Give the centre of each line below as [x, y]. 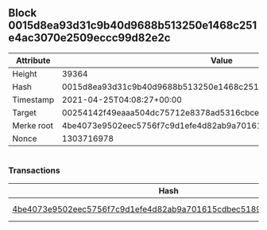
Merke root [33, 125]
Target [25, 112]
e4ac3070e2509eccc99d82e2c [89, 38]
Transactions [35, 170]
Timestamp [33, 99]
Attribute [33, 60]
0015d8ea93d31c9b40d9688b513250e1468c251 [133, 26]
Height [25, 73]
